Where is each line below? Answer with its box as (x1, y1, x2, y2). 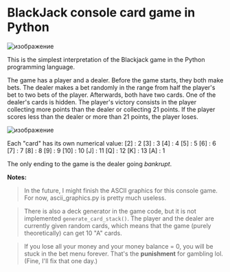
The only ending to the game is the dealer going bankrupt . (7, 159, 172, 168)
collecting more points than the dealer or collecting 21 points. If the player (7, 105, 216, 113)
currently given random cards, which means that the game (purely (23, 221, 211, 229)
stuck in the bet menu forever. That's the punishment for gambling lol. (23, 249, 223, 258)
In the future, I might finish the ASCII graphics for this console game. (23, 186, 218, 194)
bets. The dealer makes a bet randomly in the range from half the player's (7, 83, 216, 91)
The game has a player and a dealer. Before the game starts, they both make (7, 76, 224, 84)
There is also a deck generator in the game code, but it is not (23, 207, 197, 215)
